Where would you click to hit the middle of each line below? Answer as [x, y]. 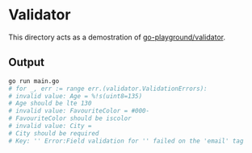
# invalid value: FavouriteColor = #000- [79, 111]
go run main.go [34, 81]
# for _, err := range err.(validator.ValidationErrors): [108, 89]
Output [26, 62]
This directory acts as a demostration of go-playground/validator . [117, 37]
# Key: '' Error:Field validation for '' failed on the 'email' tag [126, 141]
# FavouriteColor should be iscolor [70, 118]
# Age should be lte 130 [50, 103]
